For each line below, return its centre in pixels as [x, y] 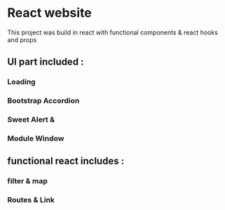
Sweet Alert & [31, 119]
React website [50, 13]
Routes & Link [31, 200]
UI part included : [46, 62]
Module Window [36, 138]
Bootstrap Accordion [43, 101]
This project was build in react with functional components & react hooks [113, 32]
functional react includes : [66, 161]
